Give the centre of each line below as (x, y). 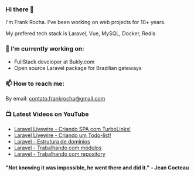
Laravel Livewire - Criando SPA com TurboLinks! (72, 129)
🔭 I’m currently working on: (45, 49)
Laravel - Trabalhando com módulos (58, 148)
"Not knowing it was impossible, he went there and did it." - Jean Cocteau (97, 168)
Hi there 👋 (20, 9)
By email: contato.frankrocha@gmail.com (55, 98)
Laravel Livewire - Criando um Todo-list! (62, 135)
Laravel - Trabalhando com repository (60, 154)
